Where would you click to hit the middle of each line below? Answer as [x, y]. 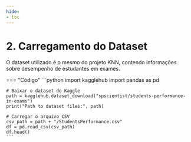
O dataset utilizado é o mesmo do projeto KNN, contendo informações [91, 62]
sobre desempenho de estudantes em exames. [63, 69]
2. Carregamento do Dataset [77, 46]
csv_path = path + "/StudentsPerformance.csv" [64, 122]
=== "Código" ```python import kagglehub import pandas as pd [83, 80]
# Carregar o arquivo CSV [38, 117]
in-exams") [19, 101]
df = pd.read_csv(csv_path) [41, 127]
